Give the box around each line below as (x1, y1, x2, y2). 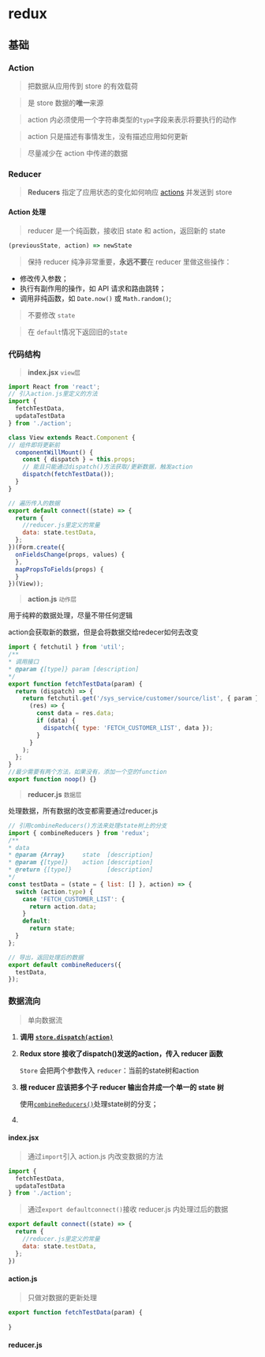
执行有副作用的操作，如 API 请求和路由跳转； (19, 284, 167, 293)
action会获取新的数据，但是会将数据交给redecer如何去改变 (8, 627, 199, 637)
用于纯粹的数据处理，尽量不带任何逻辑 (8, 611, 132, 620)
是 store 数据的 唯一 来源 (27, 98, 104, 107)
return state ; (28, 925, 77, 933)
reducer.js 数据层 (27, 789, 82, 799)
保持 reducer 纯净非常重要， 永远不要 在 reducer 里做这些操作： (27, 257, 232, 267)
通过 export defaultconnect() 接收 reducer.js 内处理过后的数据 (27, 1205, 229, 1214)
